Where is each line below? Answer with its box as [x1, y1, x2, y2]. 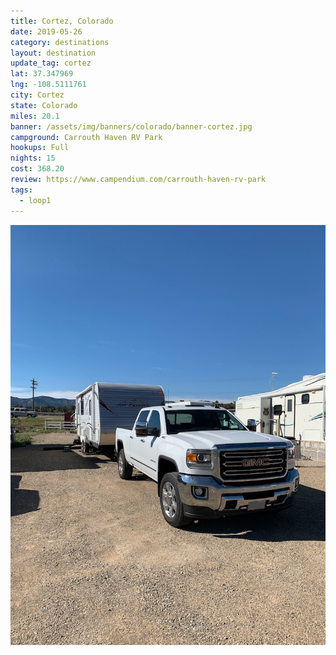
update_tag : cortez [10, 58, 92, 69]
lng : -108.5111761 [10, 80, 87, 90]
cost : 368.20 [10, 164, 65, 174]
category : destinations [10, 37, 110, 47]
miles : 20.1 [10, 111, 60, 121]
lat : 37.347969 [10, 69, 74, 79]
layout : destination [10, 48, 97, 58]
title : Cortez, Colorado [10, 16, 114, 26]
